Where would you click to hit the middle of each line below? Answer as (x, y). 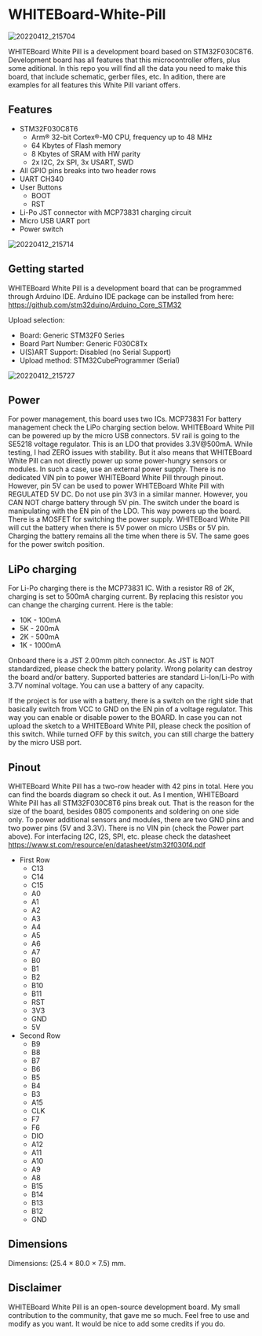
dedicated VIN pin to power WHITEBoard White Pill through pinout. (116, 478)
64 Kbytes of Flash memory (76, 145)
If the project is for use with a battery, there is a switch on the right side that (131, 701)
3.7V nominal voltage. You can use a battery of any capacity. (106, 685)
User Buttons (41, 187)
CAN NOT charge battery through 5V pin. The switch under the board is (124, 503)
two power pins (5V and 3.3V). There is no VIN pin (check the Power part (126, 828)
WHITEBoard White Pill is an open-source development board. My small (124, 1307)
